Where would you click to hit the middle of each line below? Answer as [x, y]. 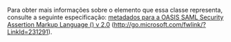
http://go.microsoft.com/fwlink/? [160, 24]
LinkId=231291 [28, 32]
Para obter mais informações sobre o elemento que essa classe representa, [115, 10]
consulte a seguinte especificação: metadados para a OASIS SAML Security [115, 17]
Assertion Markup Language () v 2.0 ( [61, 24]
